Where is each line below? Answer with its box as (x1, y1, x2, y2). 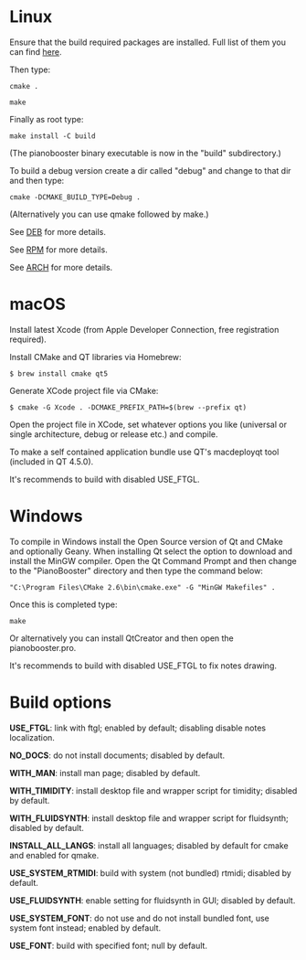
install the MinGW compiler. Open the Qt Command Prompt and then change (9, 555, 297, 566)
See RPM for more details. (9, 244, 108, 255)
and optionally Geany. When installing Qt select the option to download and (9, 546, 293, 557)
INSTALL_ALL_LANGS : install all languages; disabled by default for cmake (9, 839, 290, 851)
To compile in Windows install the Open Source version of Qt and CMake (9, 536, 283, 547)
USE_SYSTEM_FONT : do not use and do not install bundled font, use (9, 912, 269, 923)
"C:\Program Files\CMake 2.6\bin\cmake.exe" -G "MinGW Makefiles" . (9, 582, 276, 592)
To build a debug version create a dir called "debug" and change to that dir (9, 165, 291, 176)
